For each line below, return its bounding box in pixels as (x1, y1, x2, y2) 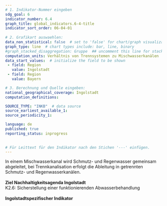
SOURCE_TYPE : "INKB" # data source (5, 104, 81, 109)
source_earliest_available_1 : (5, 108, 68, 113)
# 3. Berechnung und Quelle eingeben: (5, 85, 85, 90)
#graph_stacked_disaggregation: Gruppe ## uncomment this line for (5, 49, 150, 54)
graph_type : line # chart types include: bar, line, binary (5, 44, 135, 49)
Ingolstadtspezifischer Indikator (5, 196, 74, 202)
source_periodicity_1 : (5, 113, 52, 118)
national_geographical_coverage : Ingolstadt (5, 90, 99, 95)
